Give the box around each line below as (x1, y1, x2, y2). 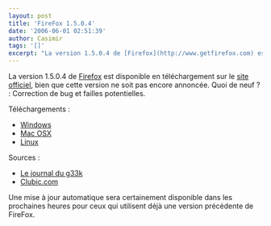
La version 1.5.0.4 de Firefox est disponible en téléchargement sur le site (8, 72, 249, 81)
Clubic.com (19, 177, 59, 186)
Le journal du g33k (19, 169, 83, 178)
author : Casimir (8, 34, 63, 43)
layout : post (8, 11, 52, 20)
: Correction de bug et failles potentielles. (8, 89, 146, 98)
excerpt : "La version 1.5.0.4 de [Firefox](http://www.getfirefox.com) (8, 49, 254, 57)
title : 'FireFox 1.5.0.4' (8, 19, 95, 27)
